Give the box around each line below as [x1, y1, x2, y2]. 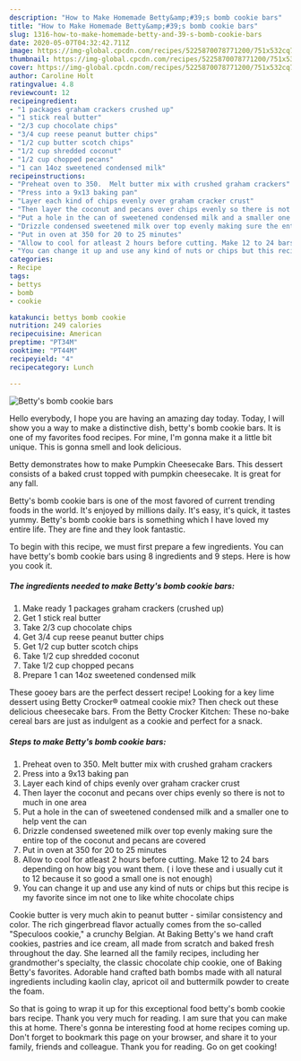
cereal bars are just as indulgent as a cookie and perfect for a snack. [9, 716, 262, 726]
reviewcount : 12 [9, 88, 70, 97]
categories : [9, 255, 54, 265]
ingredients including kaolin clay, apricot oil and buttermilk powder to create [9, 977, 289, 987]
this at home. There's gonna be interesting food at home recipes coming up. [9, 1022, 290, 1033]
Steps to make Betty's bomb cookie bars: [9, 736, 167, 747]
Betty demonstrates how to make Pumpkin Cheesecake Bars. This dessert [9, 458, 284, 469]
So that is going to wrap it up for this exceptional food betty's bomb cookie [9, 1004, 286, 1014]
